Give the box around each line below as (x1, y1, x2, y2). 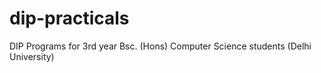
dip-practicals (9, 7, 130, 30)
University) (9, 50, 55, 62)
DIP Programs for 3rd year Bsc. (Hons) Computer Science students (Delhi (9, 40, 312, 52)
